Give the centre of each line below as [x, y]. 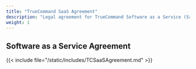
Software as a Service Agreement [69, 46]
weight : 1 [18, 22]
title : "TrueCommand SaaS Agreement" [52, 11]
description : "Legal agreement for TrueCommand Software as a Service [94, 17]
